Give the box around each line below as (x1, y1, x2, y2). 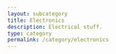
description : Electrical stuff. (7, 23, 103, 30)
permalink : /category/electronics (7, 36, 110, 43)
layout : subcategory (7, 10, 69, 18)
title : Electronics (7, 17, 65, 24)
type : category (7, 29, 52, 37)
